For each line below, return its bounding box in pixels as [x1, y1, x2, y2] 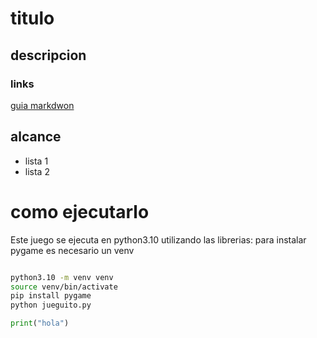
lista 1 [24, 155, 49, 167]
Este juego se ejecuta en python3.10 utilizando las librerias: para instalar [10, 233, 307, 246]
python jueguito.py [10, 300, 92, 311]
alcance [10, 128, 62, 146]
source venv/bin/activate [10, 282, 118, 292]
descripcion [10, 47, 87, 64]
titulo [10, 7, 55, 30]
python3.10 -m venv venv [10, 272, 114, 282]
